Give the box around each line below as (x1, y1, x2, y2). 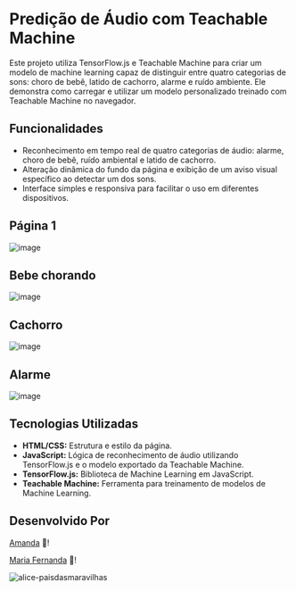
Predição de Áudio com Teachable (9, 9, 268, 29)
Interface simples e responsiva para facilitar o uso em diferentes (21, 183, 259, 194)
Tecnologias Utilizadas (9, 416, 139, 432)
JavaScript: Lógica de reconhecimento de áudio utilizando (21, 449, 239, 460)
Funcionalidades (9, 121, 104, 137)
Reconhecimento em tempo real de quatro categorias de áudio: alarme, (21, 145, 284, 155)
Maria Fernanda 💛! (9, 554, 78, 565)
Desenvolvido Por (9, 513, 110, 529)
